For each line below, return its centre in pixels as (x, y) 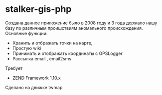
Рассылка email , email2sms (42, 58)
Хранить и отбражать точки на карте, (52, 43)
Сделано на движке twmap (34, 87)
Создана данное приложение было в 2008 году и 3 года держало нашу (81, 23)
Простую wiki (27, 48)
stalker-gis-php (38, 9)
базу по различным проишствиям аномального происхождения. (74, 28)
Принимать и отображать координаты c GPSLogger (68, 53)
